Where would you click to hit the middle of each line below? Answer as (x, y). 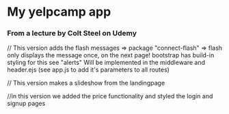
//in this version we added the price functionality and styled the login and (110, 96)
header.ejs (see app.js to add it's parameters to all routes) (88, 70)
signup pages (26, 104)
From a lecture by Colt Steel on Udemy (72, 33)
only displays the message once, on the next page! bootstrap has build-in (111, 55)
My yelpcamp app (59, 12)
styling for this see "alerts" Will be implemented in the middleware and (106, 63)
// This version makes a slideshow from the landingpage (86, 83)
